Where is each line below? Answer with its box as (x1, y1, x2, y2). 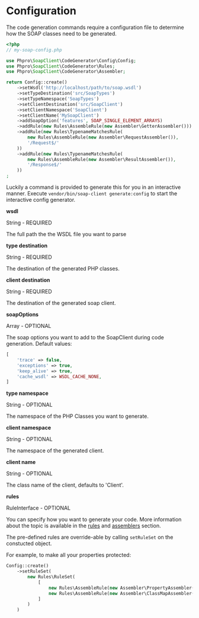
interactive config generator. (6, 197, 76, 204)
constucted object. (6, 540, 52, 547)
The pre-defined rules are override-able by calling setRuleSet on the (6, 534, 174, 541)
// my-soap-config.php (6, 47, 62, 53)
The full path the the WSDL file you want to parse (6, 231, 127, 238)
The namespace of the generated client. (6, 447, 104, 454)
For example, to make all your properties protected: (6, 552, 131, 559)
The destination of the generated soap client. (6, 300, 117, 307)
